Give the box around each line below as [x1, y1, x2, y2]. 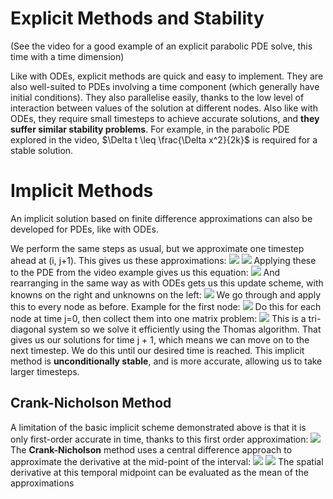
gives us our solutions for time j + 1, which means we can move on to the [10, 333, 310, 346]
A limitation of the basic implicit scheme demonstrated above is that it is [10, 421, 307, 433]
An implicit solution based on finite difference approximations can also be [10, 212, 313, 224]
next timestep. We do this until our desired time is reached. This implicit [10, 344, 305, 356]
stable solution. [10, 144, 74, 156]
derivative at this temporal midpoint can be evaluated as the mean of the [10, 466, 309, 478]
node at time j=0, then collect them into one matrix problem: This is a [10, 312, 307, 324]
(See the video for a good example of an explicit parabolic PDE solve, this [10, 40, 313, 52]
